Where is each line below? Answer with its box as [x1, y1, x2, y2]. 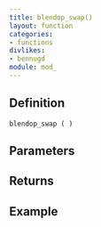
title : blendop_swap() [9, 12, 93, 22]
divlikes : [9, 46, 46, 55]
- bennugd [9, 54, 46, 63]
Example [9, 204, 58, 219]
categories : [9, 29, 53, 38]
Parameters [9, 143, 75, 158]
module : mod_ [9, 63, 58, 72]
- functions [9, 37, 53, 47]
